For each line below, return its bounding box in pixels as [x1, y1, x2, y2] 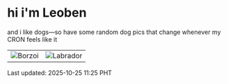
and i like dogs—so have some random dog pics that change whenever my [7, 28, 221, 36]
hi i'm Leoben [7, 5, 87, 21]
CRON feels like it [7, 35, 58, 43]
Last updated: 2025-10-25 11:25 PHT [7, 68, 113, 77]
